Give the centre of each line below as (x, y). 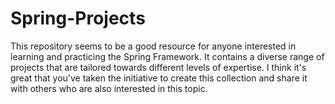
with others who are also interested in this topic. (109, 88)
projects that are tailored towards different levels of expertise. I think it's (158, 67)
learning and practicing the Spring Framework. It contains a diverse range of (167, 56)
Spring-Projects (78, 18)
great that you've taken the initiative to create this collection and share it (159, 78)
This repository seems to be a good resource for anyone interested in (153, 46)
